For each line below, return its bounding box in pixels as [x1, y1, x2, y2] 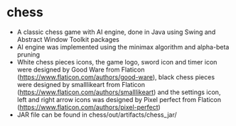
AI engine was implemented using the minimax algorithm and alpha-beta [16, 42, 230, 51]
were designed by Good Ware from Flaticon [16, 65, 145, 74]
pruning [16, 50, 41, 59]
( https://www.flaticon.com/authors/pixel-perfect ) [16, 103, 161, 111]
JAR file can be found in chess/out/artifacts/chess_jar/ [16, 110, 177, 119]
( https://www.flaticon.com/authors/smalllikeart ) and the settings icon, [16, 88, 221, 96]
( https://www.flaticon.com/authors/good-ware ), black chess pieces [16, 72, 215, 81]
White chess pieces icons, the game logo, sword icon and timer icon [16, 57, 218, 66]
